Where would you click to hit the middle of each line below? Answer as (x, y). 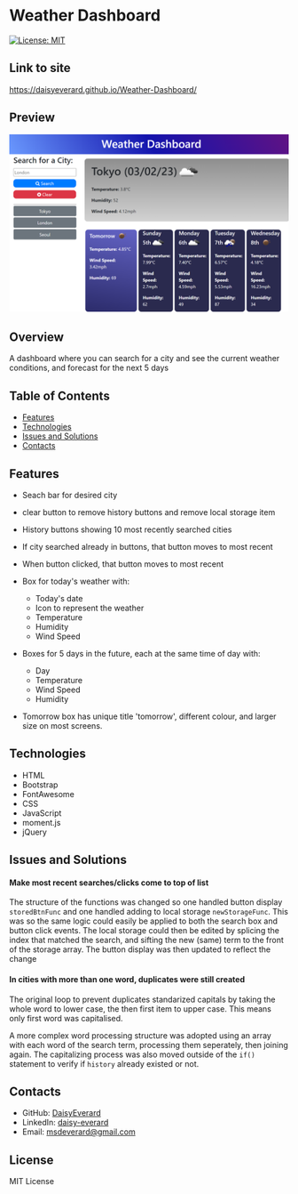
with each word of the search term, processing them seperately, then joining (149, 1045)
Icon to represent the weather (90, 608)
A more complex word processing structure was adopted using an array (141, 1035)
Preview (32, 118)
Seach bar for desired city (70, 495)
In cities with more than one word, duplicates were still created (127, 979)
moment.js (41, 822)
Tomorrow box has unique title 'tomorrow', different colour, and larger (149, 716)
